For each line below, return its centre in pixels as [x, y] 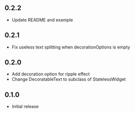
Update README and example [42, 20]
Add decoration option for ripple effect [51, 74]
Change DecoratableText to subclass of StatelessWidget [69, 79]
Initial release [25, 107]
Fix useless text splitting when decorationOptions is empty [71, 47]
